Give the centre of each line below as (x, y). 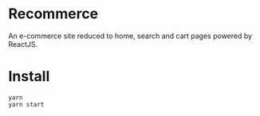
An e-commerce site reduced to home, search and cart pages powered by (130, 36)
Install (29, 77)
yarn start (26, 104)
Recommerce (53, 14)
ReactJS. (23, 44)
